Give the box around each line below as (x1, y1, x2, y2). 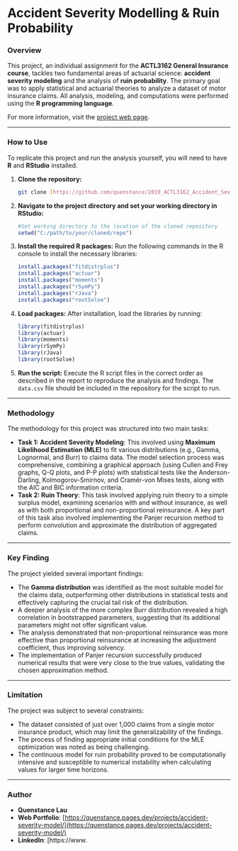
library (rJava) (17, 349, 63, 356)
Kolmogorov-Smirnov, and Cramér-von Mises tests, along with (42, 476, 225, 484)
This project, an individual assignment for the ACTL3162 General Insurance (7, 62, 229, 70)
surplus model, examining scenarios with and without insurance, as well (17, 498, 228, 507)
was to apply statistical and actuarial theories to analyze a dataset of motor (7, 84, 227, 93)
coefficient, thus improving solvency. (17, 643, 126, 652)
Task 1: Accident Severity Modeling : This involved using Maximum (17, 438, 216, 446)
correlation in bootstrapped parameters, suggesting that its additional (17, 613, 221, 622)
